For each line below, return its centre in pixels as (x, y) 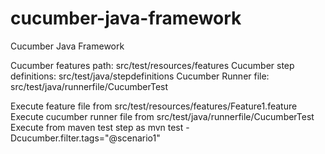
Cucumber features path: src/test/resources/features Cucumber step (152, 65)
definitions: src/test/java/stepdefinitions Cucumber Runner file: (140, 76)
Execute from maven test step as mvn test (97, 127)
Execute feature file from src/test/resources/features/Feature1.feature (154, 106)
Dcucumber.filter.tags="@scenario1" (85, 138)
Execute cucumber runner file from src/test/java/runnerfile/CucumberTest (162, 116)
